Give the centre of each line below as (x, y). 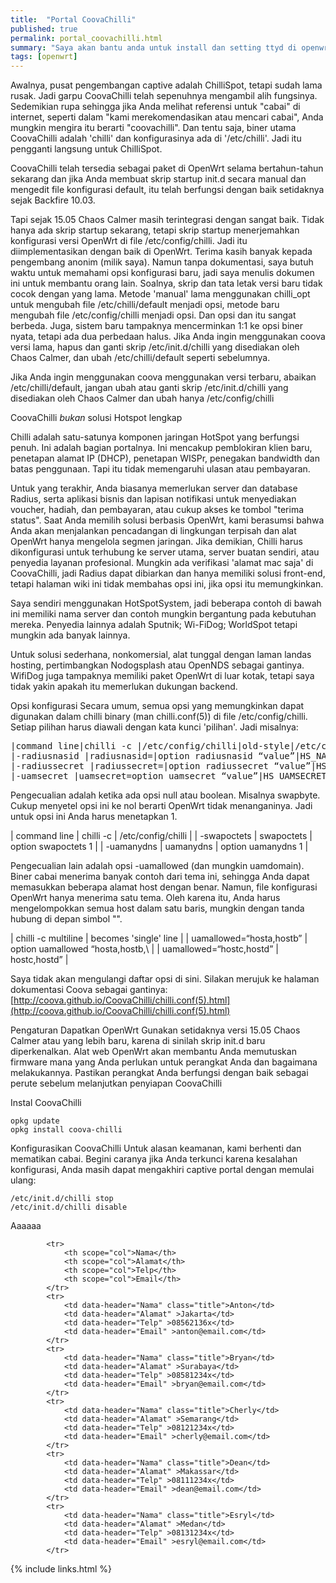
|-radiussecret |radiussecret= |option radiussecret (140, 766)
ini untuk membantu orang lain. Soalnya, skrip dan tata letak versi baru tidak (166, 283)
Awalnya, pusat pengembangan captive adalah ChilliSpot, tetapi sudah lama (166, 85)
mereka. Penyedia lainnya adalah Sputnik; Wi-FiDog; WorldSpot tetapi (154, 625)
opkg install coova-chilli (66, 1130)
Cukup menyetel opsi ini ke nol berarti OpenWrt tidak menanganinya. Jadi (161, 806)
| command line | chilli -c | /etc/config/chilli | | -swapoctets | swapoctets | (161, 836)
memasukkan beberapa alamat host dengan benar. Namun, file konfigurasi (164, 887)
